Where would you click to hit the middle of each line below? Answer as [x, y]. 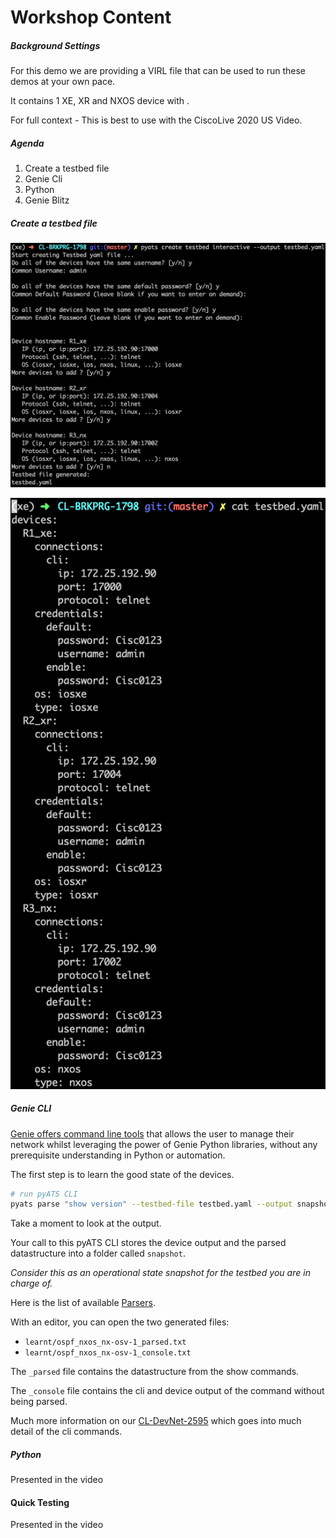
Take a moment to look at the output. [86, 1223]
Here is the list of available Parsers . [83, 1303]
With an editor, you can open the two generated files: [120, 1322]
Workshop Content [91, 17]
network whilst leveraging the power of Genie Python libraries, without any [164, 1144]
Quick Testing [40, 1502]
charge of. [31, 1283]
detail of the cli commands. [66, 1432]
